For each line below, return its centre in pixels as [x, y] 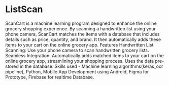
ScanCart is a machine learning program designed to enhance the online [81, 23]
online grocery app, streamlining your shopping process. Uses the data [79, 61]
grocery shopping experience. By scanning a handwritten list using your [81, 28]
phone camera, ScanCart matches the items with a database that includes [82, 34]
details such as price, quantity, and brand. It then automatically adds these [83, 39]
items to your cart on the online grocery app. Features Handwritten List [79, 45]
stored [12, 66]
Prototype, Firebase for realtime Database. [50, 77]
